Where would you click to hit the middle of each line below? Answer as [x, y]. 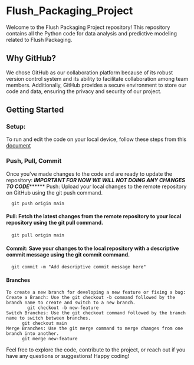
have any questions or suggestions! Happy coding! [68, 356]
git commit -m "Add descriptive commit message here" [79, 267]
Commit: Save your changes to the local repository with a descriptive [93, 248]
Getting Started [35, 110]
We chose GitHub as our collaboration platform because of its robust [90, 73]
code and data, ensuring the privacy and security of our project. [84, 91]
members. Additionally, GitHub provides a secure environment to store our [96, 85]
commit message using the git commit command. [68, 254]
